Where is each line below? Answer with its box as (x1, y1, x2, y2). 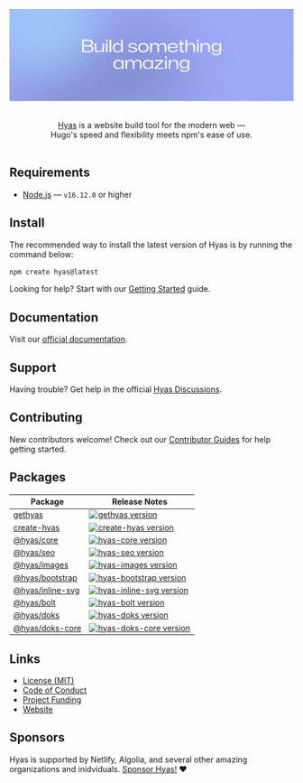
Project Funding (22, 694, 82, 704)
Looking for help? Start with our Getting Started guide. (9, 284, 211, 294)
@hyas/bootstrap (13, 572, 78, 583)
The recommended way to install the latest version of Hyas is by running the (9, 239, 293, 250)
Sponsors (9, 730, 65, 745)
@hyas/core (13, 534, 59, 545)
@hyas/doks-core (13, 622, 82, 633)
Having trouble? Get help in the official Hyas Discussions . (9, 384, 223, 395)
